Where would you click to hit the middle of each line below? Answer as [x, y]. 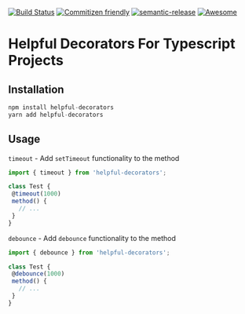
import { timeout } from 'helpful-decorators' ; [88, 173]
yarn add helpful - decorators [56, 115]
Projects [36, 61]
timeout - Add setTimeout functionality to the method [94, 158]
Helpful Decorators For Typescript [122, 44]
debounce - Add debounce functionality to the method [92, 238]
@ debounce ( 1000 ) [38, 274]
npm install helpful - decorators [61, 108]
